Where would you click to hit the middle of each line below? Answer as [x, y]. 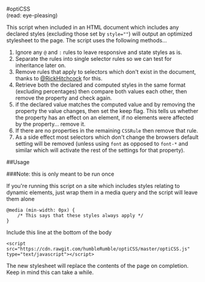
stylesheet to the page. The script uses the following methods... [87, 40]
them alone [20, 199]
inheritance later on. [40, 65]
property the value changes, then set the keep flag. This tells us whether [107, 111]
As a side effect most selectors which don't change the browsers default [107, 137]
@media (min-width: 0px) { [41, 210]
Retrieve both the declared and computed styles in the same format [100, 85]
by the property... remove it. [50, 124]
